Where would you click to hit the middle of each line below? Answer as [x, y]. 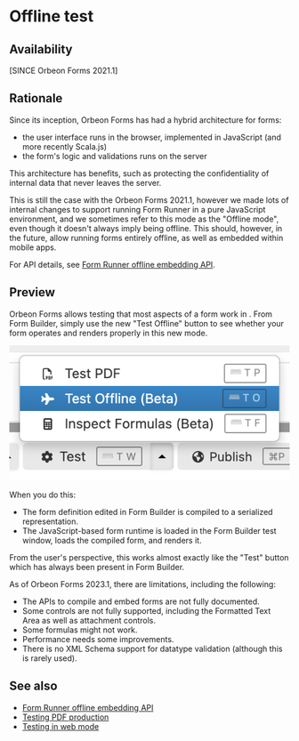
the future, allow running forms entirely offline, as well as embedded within [146, 238]
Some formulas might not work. [80, 630]
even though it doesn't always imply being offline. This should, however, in [146, 228]
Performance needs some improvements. [98, 639]
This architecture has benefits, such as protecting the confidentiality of [139, 173]
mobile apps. [33, 247]
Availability [41, 49]
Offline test [52, 16]
